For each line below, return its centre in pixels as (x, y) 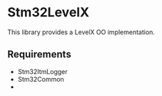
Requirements (39, 54)
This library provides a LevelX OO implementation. (81, 32)
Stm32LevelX (49, 12)
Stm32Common (41, 79)
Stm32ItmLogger (42, 71)
